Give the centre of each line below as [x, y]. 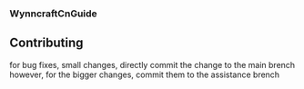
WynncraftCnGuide [53, 14]
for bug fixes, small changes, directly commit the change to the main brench [152, 64]
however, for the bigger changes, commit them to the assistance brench [145, 74]
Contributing [46, 43]
